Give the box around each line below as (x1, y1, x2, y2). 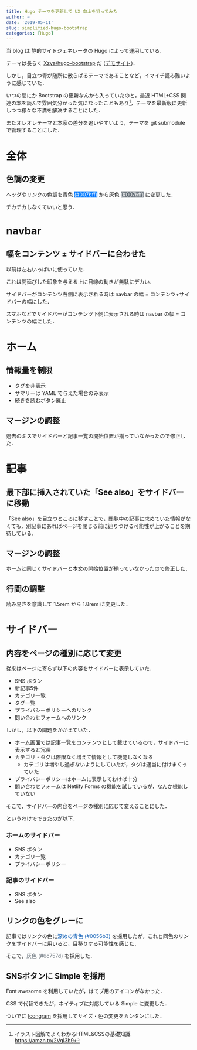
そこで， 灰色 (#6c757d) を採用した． (6, 952, 96, 959)
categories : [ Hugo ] (6, 30, 54, 36)
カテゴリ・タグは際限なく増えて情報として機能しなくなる (14, 754, 154, 761)
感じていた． (16, 80, 47, 87)
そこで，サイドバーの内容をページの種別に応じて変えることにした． (6, 803, 170, 810)
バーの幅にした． (11, 298, 53, 305)
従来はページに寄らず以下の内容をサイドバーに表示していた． (6, 665, 155, 672)
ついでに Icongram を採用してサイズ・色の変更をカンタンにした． (6, 1012, 165, 1020)
